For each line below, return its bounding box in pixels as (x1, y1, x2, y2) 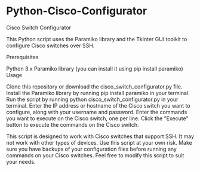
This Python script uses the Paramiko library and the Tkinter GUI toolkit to (6, 35, 187, 42)
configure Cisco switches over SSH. (6, 42, 95, 49)
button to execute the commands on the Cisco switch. (6, 121, 139, 128)
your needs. (6, 158, 36, 165)
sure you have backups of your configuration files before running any (6, 145, 177, 152)
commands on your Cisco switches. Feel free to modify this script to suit (6, 151, 184, 159)
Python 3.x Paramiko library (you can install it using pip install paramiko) (6, 65, 183, 72)
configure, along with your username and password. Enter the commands (6, 108, 187, 115)
